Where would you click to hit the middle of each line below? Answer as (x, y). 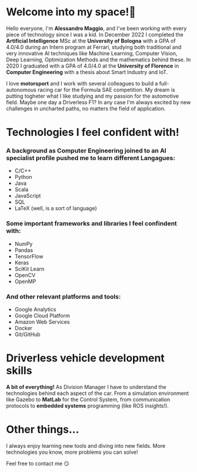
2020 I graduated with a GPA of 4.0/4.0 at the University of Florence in (93, 66)
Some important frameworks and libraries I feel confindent (92, 224)
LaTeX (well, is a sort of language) (56, 208)
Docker (24, 328)
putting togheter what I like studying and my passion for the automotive (93, 96)
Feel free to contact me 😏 (38, 463)
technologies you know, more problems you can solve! (72, 452)
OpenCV (25, 275)
